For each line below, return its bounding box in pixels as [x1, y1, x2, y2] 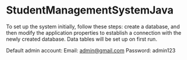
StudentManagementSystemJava [6, 4, 174, 17]
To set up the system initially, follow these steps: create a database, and [6, 23, 180, 30]
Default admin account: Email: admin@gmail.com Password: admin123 [6, 46, 176, 54]
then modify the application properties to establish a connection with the [6, 29, 182, 36]
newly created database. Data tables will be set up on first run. [6, 35, 157, 42]
